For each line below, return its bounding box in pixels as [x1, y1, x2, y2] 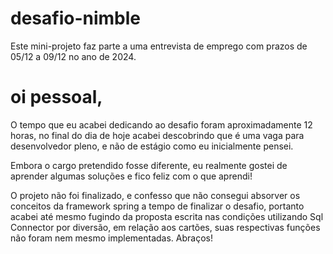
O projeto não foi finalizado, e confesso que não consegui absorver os [10, 189, 301, 201]
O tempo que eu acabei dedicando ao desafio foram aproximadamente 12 [10, 118, 313, 131]
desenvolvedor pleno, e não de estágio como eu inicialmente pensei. [10, 140, 294, 152]
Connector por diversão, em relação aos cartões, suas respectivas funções [10, 221, 321, 233]
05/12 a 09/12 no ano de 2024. [10, 50, 137, 62]
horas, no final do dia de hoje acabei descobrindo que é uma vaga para [10, 129, 305, 141]
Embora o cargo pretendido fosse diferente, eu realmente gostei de [10, 159, 288, 171]
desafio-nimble [10, 7, 141, 30]
